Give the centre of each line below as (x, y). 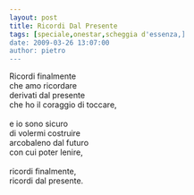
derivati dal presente (47, 96)
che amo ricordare (43, 86)
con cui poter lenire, (46, 152)
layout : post (34, 17)
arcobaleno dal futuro (49, 143)
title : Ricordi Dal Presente (63, 26)
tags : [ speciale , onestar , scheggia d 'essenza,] (97, 34)
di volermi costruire (45, 133)
